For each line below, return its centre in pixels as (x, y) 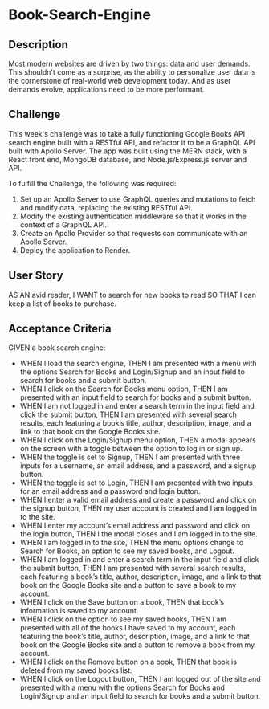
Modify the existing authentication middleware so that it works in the (133, 216)
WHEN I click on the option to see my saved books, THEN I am (123, 619)
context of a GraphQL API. (63, 224)
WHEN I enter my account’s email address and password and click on (135, 526)
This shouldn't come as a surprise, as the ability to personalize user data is (132, 72)
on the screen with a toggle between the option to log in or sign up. (131, 449)
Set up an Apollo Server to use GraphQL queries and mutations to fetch (138, 199)
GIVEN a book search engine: (57, 348)
